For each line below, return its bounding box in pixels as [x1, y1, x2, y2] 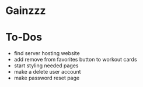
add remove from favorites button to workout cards [13, 56, 138, 63]
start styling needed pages [13, 62, 79, 69]
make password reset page [13, 74, 80, 82]
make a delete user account [13, 68, 81, 75]
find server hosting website [13, 50, 80, 57]
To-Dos [5, 31, 42, 44]
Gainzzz [5, 4, 46, 17]
